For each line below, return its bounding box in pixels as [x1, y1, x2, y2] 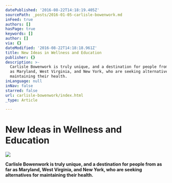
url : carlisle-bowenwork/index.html [5, 93, 83, 98]
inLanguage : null [5, 79, 42, 84]
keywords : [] [5, 31, 33, 36]
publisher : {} [5, 55, 36, 60]
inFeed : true [5, 17, 33, 22]
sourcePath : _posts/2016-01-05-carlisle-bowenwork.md [5, 12, 123, 17]
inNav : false [5, 83, 33, 88]
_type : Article [5, 97, 38, 102]
